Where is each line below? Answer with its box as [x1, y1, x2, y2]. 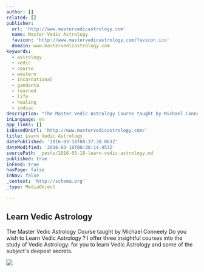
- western [12, 71, 36, 77]
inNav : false [6, 172, 39, 179]
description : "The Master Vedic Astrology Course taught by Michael [6, 110, 183, 117]
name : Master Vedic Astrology [12, 32, 88, 38]
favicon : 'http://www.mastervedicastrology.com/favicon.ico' [12, 37, 170, 43]
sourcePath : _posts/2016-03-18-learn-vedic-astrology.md [6, 150, 154, 156]
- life [12, 93, 29, 100]
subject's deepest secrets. [6, 247, 73, 254]
